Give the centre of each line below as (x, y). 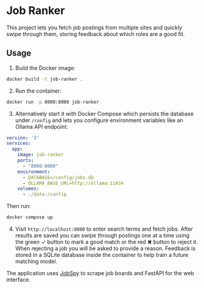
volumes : (28, 189)
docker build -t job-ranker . (45, 79)
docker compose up (30, 217)
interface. (18, 279)
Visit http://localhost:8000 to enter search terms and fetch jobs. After (104, 229)
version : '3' (23, 138)
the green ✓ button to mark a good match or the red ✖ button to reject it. (106, 242)
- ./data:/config (44, 195)
